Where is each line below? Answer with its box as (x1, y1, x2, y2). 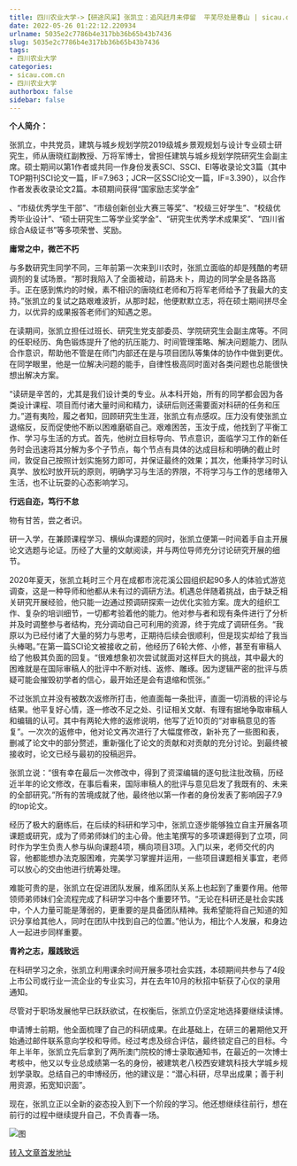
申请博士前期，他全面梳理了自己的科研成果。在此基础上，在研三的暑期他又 (9, 1024, 280, 1035)
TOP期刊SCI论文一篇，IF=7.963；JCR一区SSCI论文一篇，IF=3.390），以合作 (9, 173, 286, 183)
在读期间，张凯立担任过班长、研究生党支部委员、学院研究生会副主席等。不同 (9, 325, 288, 337)
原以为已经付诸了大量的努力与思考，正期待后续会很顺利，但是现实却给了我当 (9, 630, 288, 641)
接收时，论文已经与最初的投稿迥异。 (9, 749, 141, 759)
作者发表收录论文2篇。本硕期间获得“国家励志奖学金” (9, 183, 199, 195)
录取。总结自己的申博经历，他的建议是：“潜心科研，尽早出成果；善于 (24, 1069, 277, 1079)
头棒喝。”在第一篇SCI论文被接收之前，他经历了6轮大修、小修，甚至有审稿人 (9, 641, 282, 652)
